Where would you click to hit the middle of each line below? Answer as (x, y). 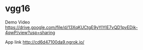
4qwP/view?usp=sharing (30, 32)
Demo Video (18, 22)
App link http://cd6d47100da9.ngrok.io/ (45, 42)
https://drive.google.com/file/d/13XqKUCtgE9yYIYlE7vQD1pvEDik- (71, 27)
